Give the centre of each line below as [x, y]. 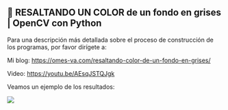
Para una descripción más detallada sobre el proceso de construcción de [110, 40]
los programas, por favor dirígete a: [57, 47]
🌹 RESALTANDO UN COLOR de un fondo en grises [114, 13]
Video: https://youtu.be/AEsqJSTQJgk [61, 73]
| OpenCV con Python [54, 24]
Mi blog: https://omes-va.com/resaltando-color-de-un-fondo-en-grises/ [109, 60]
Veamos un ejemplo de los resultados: [61, 87]
